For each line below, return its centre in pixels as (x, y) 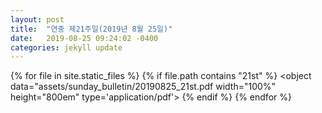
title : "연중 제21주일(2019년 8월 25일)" (91, 29)
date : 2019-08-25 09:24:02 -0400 (84, 38)
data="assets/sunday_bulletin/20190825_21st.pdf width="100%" (143, 87)
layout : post (37, 19)
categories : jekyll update (66, 47)
